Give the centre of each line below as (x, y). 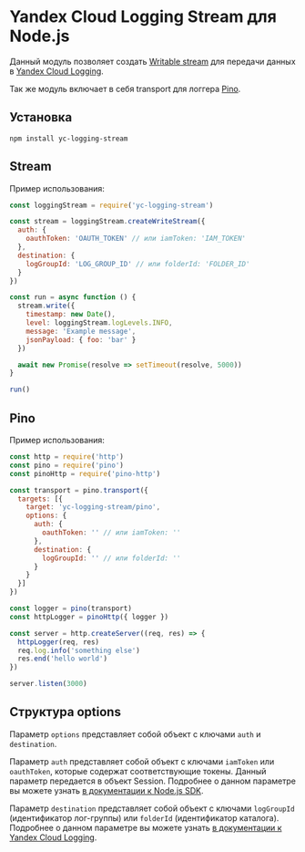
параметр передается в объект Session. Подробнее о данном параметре (152, 781)
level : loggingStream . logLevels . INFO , (99, 323)
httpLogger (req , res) (59, 642)
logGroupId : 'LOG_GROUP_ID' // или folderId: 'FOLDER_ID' (138, 264)
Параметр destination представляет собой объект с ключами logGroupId (152, 808)
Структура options (65, 712)
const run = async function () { (73, 297)
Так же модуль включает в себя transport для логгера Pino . (125, 88)
